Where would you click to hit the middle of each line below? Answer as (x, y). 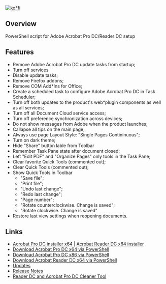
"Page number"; (37, 200)
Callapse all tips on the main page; (48, 129)
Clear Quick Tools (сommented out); (51, 167)
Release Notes (28, 271)
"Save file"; (32, 178)
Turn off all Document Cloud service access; (59, 113)
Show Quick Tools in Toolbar (42, 173)
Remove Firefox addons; (38, 80)
